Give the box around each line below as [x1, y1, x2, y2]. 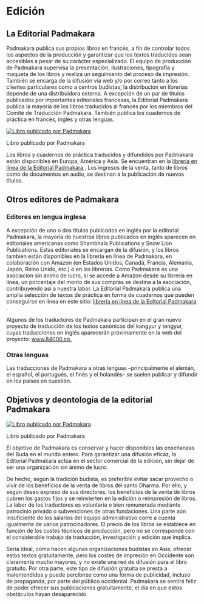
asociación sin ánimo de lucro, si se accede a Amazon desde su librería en [6, 272, 193, 279]
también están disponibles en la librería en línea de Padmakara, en [6, 252, 172, 260]
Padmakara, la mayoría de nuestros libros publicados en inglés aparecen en [6, 233, 196, 240]
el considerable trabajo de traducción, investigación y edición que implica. [6, 533, 192, 541]
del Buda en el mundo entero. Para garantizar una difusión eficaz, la [6, 450, 177, 457]
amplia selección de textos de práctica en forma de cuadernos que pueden [6, 291, 194, 299]
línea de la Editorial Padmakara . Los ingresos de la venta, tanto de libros [6, 164, 188, 171]
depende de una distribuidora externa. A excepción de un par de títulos [6, 90, 185, 97]
